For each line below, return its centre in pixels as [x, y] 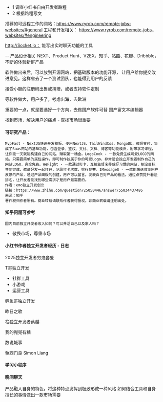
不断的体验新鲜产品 [24, 62]
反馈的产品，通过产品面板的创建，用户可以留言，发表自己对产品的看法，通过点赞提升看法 [81, 175]
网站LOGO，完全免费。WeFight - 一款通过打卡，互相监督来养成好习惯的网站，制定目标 [80, 165]
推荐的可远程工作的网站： [31, 24]
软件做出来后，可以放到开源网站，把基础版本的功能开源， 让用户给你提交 [78, 72]
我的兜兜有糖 [18, 332]
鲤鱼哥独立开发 [20, 301]
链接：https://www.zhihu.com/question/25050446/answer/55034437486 [74, 190]
